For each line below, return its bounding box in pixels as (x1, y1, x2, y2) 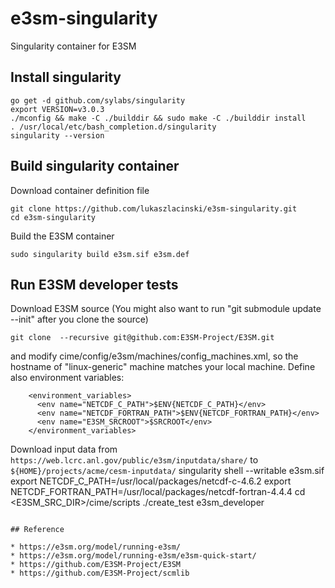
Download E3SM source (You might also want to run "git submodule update (10, 303, 322, 315)
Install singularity (10, 69, 122, 86)
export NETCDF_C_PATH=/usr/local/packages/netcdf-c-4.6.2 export (10, 475, 292, 487)
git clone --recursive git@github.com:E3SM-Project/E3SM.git (10, 333, 275, 343)
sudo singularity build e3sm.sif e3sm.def (10, 249, 190, 259)
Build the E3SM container (10, 230, 115, 242)
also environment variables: (10, 372, 125, 384)
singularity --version (10, 130, 105, 141)
